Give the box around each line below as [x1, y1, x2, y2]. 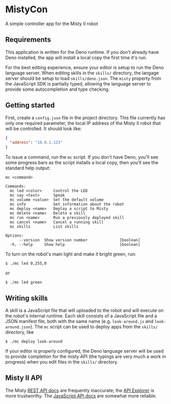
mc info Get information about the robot [10, 202, 125, 207]
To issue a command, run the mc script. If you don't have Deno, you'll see [5, 154, 158, 160]
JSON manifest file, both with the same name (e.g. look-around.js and [5, 318, 154, 324]
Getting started [5, 101, 55, 110]
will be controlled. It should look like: [5, 125, 82, 132]
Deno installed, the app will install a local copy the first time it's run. [5, 54, 147, 60]
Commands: [5, 184, 27, 189]
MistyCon [5, 4, 48, 15]
